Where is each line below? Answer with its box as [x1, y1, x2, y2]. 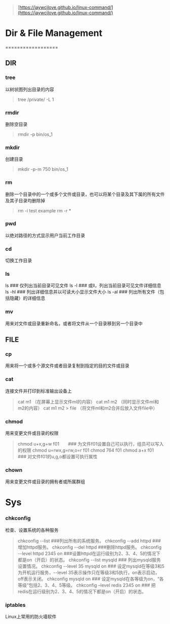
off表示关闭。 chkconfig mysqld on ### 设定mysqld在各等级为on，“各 [17, 575, 164, 582]
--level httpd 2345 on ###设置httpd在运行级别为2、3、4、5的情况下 [17, 550, 161, 557]
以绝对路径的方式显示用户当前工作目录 [5, 232, 85, 238]
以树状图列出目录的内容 [5, 86, 54, 92]
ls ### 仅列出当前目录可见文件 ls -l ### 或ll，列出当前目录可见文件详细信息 [5, 282, 161, 288]
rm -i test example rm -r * [17, 207, 71, 213]
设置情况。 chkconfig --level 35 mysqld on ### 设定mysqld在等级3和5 [17, 563, 165, 569]
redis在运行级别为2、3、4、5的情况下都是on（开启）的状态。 [17, 588, 147, 595]
